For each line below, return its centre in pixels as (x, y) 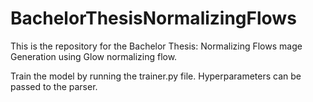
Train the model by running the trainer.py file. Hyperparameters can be (156, 76)
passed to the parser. (54, 86)
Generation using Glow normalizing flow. (94, 56)
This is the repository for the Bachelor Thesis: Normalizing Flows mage (156, 46)
